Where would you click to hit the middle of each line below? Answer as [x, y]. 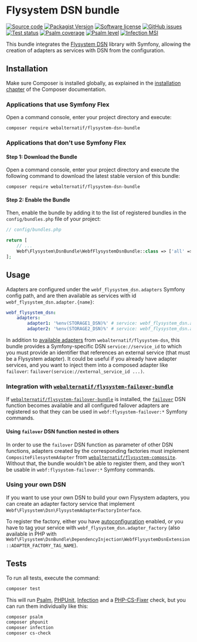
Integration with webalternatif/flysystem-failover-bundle [90, 386]
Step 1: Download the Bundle [42, 157]
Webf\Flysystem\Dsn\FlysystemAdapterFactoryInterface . [74, 510]
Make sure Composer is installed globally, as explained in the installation [94, 83]
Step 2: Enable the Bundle [38, 200]
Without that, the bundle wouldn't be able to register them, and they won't [95, 463]
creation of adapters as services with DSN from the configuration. [86, 50]
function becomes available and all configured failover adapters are [88, 405]
